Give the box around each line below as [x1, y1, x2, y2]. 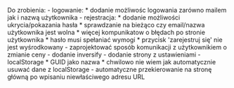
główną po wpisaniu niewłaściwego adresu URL [7, 73, 145, 81]
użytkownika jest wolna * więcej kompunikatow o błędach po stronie [7, 28, 206, 36]
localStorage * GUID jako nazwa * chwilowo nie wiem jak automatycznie [7, 58, 216, 66]
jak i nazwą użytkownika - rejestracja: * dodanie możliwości [7, 13, 181, 22]
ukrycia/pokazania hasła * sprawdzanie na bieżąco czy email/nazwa [7, 21, 205, 29]
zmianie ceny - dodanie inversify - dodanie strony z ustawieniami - [7, 50, 202, 59]
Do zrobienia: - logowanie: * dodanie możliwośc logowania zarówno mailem [7, 6, 227, 14]
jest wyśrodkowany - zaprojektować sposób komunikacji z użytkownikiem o [7, 43, 227, 51]
